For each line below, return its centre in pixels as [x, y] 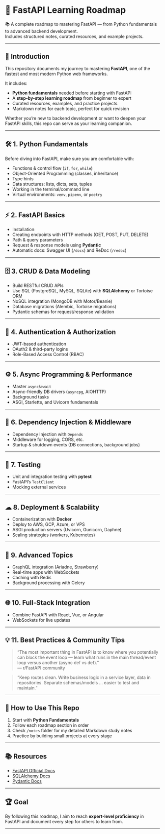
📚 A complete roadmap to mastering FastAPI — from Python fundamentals [81, 24]
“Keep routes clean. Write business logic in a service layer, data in [84, 677]
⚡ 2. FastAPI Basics [35, 215]
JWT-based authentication [39, 344]
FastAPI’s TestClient [33, 482]
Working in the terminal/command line [51, 189]
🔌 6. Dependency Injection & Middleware [68, 422]
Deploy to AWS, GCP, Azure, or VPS [48, 524]
